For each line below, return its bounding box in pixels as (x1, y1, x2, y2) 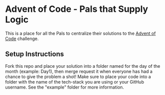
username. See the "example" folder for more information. (5, 84, 124, 90)
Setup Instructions (5, 50, 64, 58)
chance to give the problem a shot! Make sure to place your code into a (5, 73, 151, 80)
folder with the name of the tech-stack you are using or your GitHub (5, 79, 144, 85)
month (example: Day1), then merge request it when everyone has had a (5, 68, 153, 74)
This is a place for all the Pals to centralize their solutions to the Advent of (5, 30, 156, 36)
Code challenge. (5, 36, 39, 42)
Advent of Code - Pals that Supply (5, 3, 148, 15)
